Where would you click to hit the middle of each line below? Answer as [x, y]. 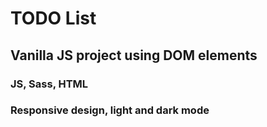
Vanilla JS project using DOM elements [134, 55]
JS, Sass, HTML [49, 84]
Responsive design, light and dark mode [110, 110]
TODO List [53, 18]
